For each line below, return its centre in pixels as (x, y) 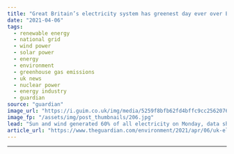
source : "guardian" (36, 105)
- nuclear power (37, 85)
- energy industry (40, 91)
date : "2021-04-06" (36, 20)
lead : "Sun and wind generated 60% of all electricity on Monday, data (113, 124)
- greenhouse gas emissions (54, 72)
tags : (15, 26)
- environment (34, 66)
